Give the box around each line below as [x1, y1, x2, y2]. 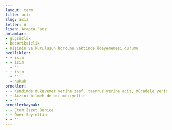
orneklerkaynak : [5, 103, 40, 108]
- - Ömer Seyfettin [5, 112, 47, 118]
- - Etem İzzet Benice [5, 107, 54, 113]
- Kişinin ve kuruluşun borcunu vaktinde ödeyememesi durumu [5, 46, 139, 51]
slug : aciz [5, 17, 29, 22]
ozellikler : [5, 50, 31, 55]
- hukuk [10, 79, 27, 84]
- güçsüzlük [5, 36, 31, 41]
